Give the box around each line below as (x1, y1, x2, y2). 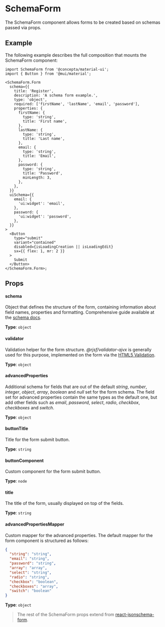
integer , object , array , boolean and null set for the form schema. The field (5, 389, 155, 395)
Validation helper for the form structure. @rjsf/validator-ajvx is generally (5, 347, 152, 353)
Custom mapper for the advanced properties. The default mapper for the (5, 532, 153, 538)
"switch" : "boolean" (9, 588, 52, 593)
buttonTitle (5, 426, 29, 432)
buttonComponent (5, 457, 44, 463)
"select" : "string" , (9, 570, 52, 575)
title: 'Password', (23, 171, 63, 176)
